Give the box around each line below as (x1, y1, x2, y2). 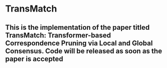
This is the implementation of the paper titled (5, 23, 150, 32)
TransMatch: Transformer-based (5, 31, 111, 39)
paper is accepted (5, 54, 64, 63)
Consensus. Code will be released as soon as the (5, 46, 162, 55)
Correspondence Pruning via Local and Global (5, 39, 153, 47)
